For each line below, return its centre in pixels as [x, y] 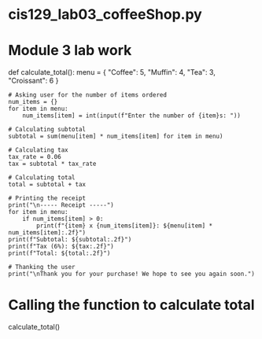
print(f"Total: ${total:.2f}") [59, 253]
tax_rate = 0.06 [35, 157]
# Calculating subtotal [47, 130]
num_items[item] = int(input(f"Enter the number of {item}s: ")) [132, 116]
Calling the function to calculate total [131, 305]
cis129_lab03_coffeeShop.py [105, 15]
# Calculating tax [38, 150]
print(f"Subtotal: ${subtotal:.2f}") [70, 240]
